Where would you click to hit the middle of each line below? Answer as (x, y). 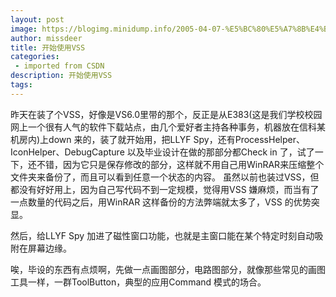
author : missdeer (46, 38)
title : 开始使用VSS (48, 47)
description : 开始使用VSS (61, 76)
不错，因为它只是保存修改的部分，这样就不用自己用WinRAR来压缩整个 (180, 164)
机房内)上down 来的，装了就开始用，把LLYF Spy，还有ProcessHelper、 (157, 139)
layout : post (37, 19)
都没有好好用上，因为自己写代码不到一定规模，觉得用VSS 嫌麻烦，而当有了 (165, 189)
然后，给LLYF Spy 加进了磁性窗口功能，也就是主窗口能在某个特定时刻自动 (162, 235)
